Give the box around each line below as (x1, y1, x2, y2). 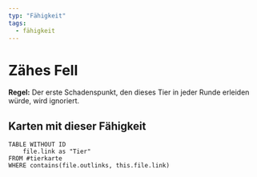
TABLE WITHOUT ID (8, 141, 66, 149)
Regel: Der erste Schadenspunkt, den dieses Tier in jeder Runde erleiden (8, 87, 250, 97)
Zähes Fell (8, 61, 78, 79)
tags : (8, 19, 26, 27)
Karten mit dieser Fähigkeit (8, 119, 147, 133)
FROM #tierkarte (8, 155, 62, 163)
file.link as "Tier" (22, 147, 91, 156)
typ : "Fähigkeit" (8, 11, 66, 20)
